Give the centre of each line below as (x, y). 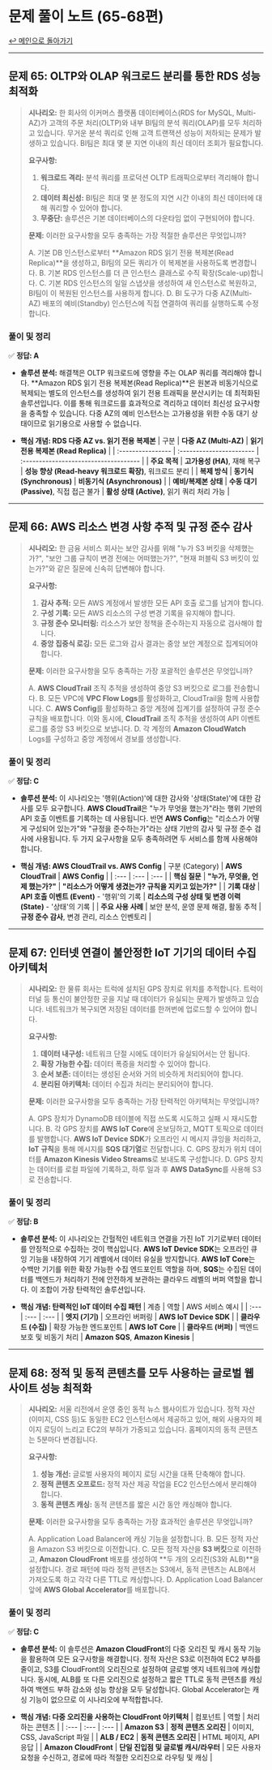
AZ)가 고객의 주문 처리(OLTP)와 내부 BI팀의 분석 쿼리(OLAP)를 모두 (134, 122)
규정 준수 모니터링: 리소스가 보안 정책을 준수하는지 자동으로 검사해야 (147, 623)
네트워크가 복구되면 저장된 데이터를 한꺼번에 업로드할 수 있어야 (144, 1009)
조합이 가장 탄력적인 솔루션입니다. (92, 1290)
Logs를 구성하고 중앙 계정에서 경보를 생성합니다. (104, 738)
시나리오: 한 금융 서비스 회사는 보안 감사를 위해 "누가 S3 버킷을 (127, 548)
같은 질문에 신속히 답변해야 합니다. (111, 568)
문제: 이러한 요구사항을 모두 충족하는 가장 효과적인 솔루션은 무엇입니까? (140, 1522)
